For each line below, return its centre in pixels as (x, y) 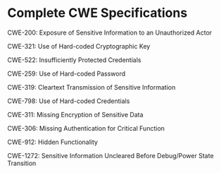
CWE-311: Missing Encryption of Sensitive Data (75, 114)
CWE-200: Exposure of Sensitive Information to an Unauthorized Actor (110, 32)
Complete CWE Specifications (97, 13)
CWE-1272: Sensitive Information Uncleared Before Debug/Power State (110, 155)
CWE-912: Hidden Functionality (53, 142)
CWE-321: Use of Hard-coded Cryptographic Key (79, 46)
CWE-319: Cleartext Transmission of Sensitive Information (91, 87)
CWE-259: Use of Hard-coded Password (67, 73)
